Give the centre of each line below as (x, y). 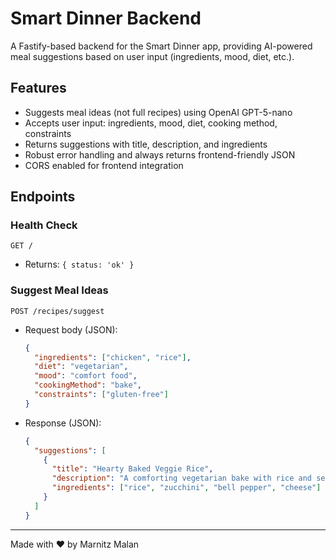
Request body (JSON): (71, 329)
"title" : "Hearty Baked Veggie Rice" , (132, 469)
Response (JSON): (63, 423)
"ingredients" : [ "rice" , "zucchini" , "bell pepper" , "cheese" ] (186, 488)
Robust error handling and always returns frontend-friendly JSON (160, 154)
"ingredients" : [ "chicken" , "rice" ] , (113, 357)
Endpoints (43, 197)
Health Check (44, 225)
